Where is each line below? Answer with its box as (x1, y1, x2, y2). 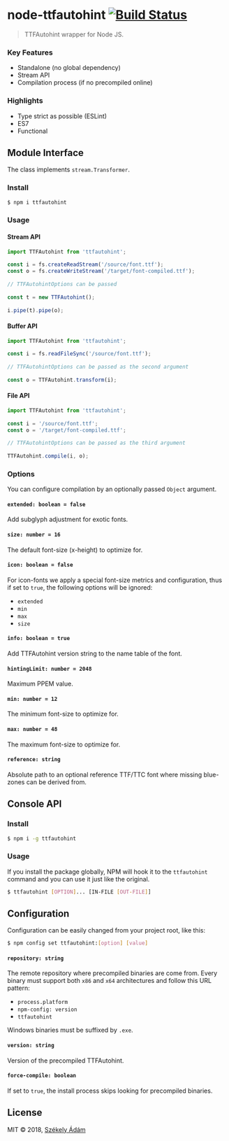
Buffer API (7, 322, 38, 330)
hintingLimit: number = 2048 (7, 665, 92, 672)
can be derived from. (26, 777, 87, 786)
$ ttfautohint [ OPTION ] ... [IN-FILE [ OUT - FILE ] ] (7, 888, 152, 895)
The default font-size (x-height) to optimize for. (7, 546, 143, 554)
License (7, 1107, 43, 1119)
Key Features (7, 48, 54, 57)
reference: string (7, 756, 61, 763)
